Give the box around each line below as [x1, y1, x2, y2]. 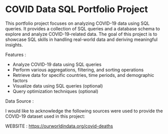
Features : [5, 52, 26, 58]
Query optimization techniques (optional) [12, 88, 98, 94]
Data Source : [5, 98, 34, 104]
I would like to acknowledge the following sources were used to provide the [5, 108, 163, 114]
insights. [5, 41, 23, 48]
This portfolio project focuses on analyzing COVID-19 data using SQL [5, 20, 150, 26]
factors [12, 77, 28, 83]
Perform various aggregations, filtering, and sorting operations [12, 67, 144, 73]
